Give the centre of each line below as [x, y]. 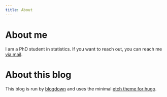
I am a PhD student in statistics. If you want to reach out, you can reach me [84, 49]
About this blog [38, 75]
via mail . [14, 54]
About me [26, 35]
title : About [19, 10]
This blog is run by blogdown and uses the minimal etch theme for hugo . [81, 88]
